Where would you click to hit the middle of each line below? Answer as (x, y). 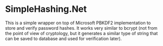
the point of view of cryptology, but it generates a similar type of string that (81, 33)
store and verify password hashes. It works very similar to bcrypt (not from (81, 28)
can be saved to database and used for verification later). (63, 39)
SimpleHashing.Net (46, 9)
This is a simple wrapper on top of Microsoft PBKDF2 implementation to (78, 23)
